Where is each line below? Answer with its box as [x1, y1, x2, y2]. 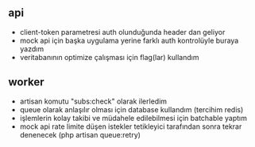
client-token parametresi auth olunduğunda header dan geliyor [19, 27, 226, 36]
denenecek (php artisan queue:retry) [19, 130, 141, 139]
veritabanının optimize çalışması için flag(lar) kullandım [19, 52, 199, 62]
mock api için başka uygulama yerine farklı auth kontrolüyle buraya [19, 36, 239, 45]
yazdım [19, 43, 44, 54]
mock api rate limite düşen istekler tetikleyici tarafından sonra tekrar [19, 122, 242, 131]
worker [8, 75, 45, 89]
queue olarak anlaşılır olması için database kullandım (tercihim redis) [19, 104, 244, 114]
